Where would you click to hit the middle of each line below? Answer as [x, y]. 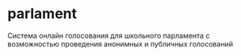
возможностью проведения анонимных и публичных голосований [120, 43]
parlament [42, 14]
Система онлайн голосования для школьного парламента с [109, 35]
